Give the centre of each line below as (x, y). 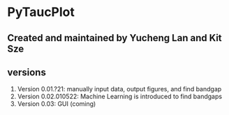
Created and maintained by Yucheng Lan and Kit (114, 38)
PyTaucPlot (41, 12)
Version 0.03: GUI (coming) (57, 104)
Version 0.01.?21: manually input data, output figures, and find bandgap (119, 89)
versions (27, 72)
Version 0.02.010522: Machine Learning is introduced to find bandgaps (119, 97)
